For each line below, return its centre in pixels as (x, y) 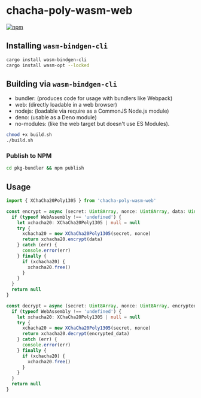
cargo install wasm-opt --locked (48, 65)
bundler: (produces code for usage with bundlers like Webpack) (94, 98)
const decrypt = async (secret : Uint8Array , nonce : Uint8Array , (88, 306)
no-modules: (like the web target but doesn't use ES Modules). (92, 124)
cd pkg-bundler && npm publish (45, 168)
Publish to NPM (29, 155)
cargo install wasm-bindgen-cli (46, 60)
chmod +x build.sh (29, 135)
